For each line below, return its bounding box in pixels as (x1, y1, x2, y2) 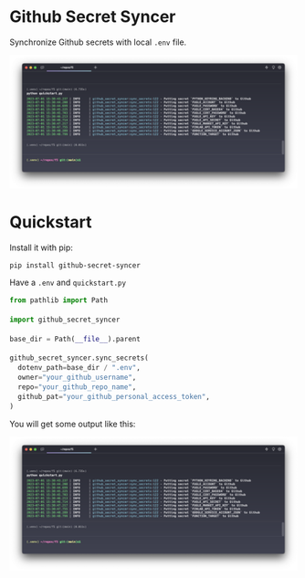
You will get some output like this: (9, 418, 136, 429)
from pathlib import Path (9, 296, 108, 305)
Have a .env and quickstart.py (9, 277, 126, 289)
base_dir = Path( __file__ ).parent (9, 334, 142, 343)
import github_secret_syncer (9, 315, 121, 324)
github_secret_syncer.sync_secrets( (9, 353, 149, 363)
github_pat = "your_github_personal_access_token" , (17, 392, 210, 401)
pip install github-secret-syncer (9, 261, 142, 270)
